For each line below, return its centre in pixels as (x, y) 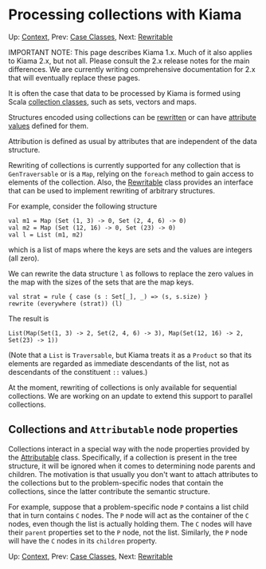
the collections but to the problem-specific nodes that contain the (116, 483)
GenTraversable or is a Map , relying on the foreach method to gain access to (131, 173)
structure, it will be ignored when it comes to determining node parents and (132, 466)
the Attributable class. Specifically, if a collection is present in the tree (123, 457)
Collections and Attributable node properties (123, 430)
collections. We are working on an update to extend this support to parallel (131, 396)
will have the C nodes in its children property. (83, 540)
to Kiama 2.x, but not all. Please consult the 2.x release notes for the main (129, 61)
